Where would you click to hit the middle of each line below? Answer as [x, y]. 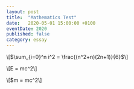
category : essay [27, 40]
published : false [28, 34]
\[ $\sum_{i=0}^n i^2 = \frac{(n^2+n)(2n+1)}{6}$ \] [67, 57]
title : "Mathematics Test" [42, 17]
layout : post [23, 12]
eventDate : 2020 [27, 29]
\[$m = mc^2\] [24, 80]
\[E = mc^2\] [22, 69]
